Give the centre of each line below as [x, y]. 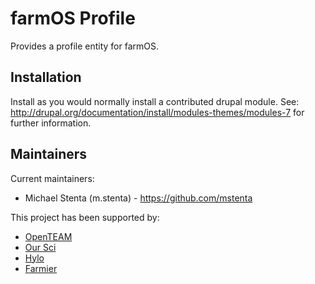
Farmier [41, 268]
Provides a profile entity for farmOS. [85, 46]
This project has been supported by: [85, 217]
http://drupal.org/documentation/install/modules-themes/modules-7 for [157, 112]
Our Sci [40, 247]
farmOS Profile [73, 18]
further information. [51, 123]
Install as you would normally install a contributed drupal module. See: [155, 101]
